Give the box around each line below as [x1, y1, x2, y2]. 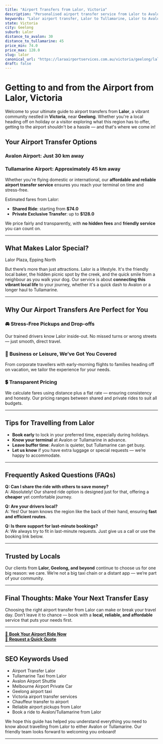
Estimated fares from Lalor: [5, 196, 60, 202]
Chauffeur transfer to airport [12, 698, 69, 704]
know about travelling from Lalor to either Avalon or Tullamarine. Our [5, 724, 142, 729]
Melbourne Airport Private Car [12, 683, 73, 689]
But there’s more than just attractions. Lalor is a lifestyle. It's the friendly [5, 266, 149, 272]
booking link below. [5, 533, 44, 539]
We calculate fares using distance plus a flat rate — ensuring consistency [5, 390, 152, 396]
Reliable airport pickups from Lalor [12, 704, 81, 710]
